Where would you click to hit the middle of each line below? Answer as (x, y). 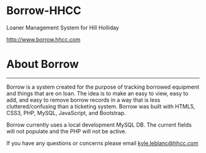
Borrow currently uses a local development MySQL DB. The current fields (99, 125)
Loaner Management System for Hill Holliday (63, 28)
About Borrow (43, 64)
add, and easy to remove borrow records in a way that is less (83, 100)
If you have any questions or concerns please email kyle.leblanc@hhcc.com (102, 143)
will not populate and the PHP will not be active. (67, 131)
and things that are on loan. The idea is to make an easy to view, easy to (97, 93)
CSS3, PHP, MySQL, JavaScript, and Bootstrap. (66, 113)
